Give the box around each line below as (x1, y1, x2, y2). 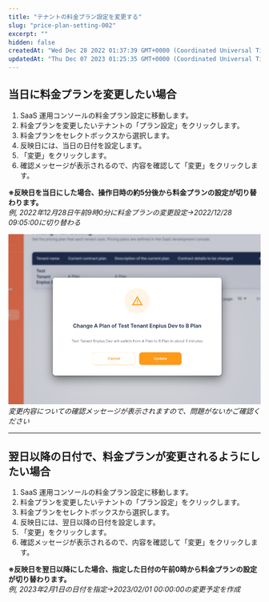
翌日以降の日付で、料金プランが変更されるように (8, 449, 251, 464)
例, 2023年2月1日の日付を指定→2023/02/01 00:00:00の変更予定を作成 (8, 584, 241, 594)
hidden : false (8, 38, 56, 46)
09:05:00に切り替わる (8, 217, 82, 227)
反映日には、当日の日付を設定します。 (19, 140, 147, 150)
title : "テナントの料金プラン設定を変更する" (8, 13, 143, 21)
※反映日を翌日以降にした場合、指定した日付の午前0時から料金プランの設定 (8, 564, 258, 574)
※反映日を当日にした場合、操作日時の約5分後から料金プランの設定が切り (8, 187, 251, 197)
